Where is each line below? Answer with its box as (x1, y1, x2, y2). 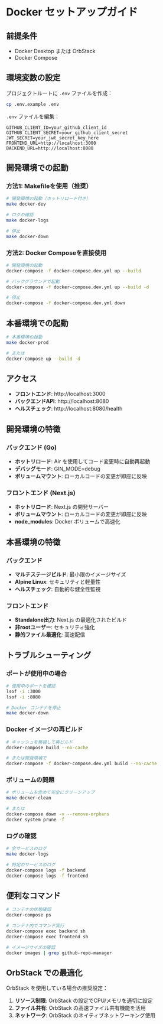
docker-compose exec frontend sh (6, 934, 89, 940)
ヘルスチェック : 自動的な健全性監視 (14, 586, 101, 593)
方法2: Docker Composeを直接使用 (6, 249, 107, 257)
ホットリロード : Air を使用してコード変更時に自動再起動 (14, 457, 151, 464)
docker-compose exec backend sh (6, 928, 86, 934)
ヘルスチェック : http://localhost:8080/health (14, 405, 123, 412)
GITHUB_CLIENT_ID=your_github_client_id (6, 125, 107, 131)
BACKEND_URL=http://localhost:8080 (6, 145, 94, 151)
